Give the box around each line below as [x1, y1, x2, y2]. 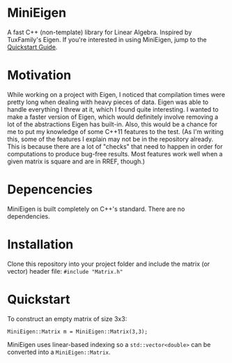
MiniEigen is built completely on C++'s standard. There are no [7, 205, 185, 213]
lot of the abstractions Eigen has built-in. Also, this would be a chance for [7, 120, 218, 128]
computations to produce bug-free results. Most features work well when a [7, 149, 223, 158]
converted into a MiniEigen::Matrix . [7, 348, 111, 356]
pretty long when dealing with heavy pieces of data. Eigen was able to [7, 98, 209, 106]
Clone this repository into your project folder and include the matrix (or [7, 260, 210, 268]
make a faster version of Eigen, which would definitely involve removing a [7, 112, 219, 121]
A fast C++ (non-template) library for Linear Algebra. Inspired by [7, 28, 192, 36]
